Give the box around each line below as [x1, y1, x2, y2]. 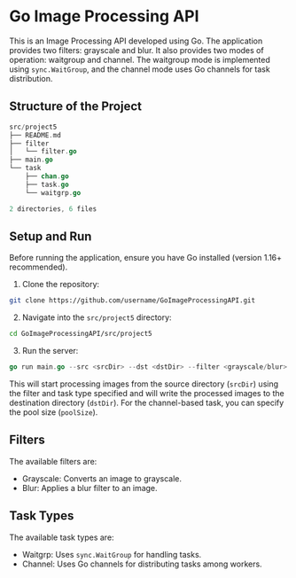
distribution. [9, 73, 53, 83]
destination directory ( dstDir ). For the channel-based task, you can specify [9, 397, 284, 408]
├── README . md [9, 130, 62, 139]
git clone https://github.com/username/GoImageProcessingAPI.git [9, 296, 255, 305]
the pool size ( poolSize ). [9, 406, 98, 418]
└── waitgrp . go [25, 188, 82, 197]
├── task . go [25, 180, 69, 189]
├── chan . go [25, 172, 69, 181]
